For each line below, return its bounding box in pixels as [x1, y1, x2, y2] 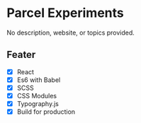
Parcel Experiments [6, 5, 125, 21]
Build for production [16, 107, 76, 116]
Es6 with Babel [16, 76, 61, 84]
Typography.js [16, 100, 60, 107]
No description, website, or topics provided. [6, 28, 135, 37]
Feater [6, 49, 36, 61]
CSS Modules [16, 91, 57, 100]
